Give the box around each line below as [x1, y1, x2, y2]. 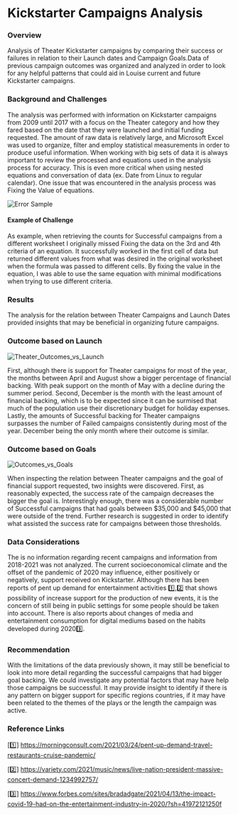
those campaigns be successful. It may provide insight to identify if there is [7, 684, 227, 692]
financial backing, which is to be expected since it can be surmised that [7, 396, 217, 405]
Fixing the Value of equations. [7, 186, 94, 195]
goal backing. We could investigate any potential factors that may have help [7, 676, 229, 684]
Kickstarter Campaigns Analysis [7, 5, 203, 21]
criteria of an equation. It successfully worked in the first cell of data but [7, 246, 219, 255]
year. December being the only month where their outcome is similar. [7, 426, 210, 434]
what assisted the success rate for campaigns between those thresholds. [7, 519, 222, 527]
